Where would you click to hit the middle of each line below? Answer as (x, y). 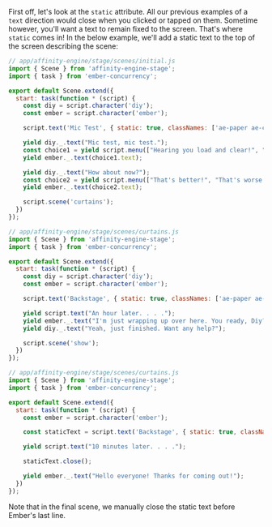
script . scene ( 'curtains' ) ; (68, 202)
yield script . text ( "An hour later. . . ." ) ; (99, 313)
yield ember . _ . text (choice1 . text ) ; (83, 157)
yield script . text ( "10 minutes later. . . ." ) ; (104, 447)
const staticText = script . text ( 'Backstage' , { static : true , (130, 432)
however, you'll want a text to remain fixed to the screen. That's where (125, 29)
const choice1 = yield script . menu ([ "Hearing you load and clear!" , (141, 150)
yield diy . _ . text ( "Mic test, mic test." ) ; (96, 143)
